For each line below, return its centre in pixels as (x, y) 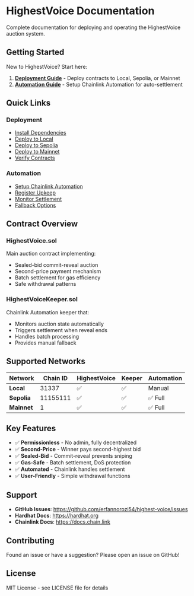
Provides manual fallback (45, 343)
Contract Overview (42, 224)
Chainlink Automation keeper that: (48, 312)
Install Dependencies (40, 133)
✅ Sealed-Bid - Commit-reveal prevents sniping (73, 456)
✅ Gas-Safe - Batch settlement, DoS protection (73, 463)
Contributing (30, 541)
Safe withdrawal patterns (45, 284)
